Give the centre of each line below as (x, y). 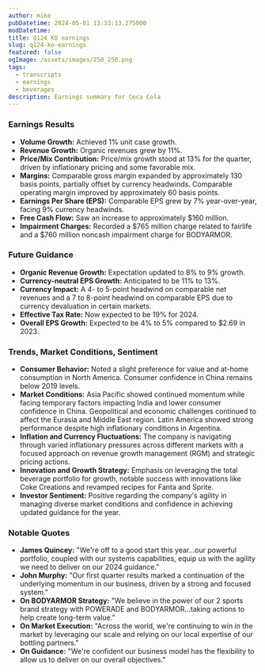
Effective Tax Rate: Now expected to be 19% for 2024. (109, 314)
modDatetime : (30, 30)
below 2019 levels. (50, 386)
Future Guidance (41, 255)
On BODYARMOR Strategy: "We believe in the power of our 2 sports (131, 601)
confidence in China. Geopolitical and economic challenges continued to (138, 411)
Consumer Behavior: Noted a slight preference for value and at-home (134, 369)
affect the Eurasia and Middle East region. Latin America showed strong (136, 420)
